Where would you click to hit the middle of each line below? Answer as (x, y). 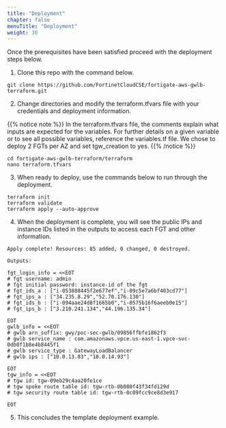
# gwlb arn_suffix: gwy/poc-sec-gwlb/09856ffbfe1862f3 (87, 333)
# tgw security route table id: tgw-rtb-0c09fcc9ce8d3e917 (93, 393)
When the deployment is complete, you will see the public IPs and (110, 222)
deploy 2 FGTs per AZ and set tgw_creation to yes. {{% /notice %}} (101, 146)
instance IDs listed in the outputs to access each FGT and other (106, 229)
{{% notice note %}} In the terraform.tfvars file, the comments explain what (113, 125)
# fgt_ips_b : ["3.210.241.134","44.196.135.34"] (79, 309)
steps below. (25, 60)
